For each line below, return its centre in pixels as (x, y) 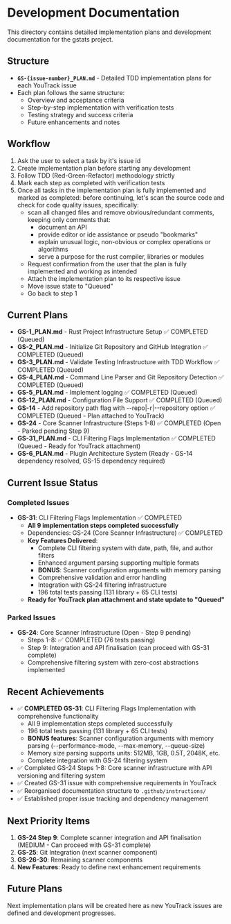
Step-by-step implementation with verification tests (101, 107)
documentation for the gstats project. (60, 39)
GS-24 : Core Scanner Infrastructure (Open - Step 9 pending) (104, 633)
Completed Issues (38, 502)
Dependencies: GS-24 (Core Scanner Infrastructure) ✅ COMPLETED (125, 533)
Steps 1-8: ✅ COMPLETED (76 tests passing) (91, 640)
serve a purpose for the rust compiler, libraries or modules (121, 256)
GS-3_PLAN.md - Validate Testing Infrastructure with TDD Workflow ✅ (118, 362)
